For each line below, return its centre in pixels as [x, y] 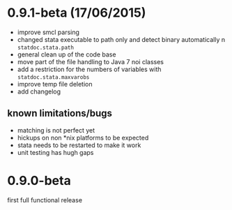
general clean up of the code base [67, 54]
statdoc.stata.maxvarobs [53, 77]
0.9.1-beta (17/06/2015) [77, 13]
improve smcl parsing [48, 32]
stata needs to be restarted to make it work [79, 145]
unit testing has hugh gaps [55, 152]
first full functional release [45, 200]
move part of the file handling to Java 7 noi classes [91, 61]
